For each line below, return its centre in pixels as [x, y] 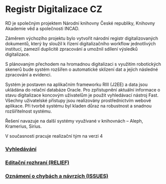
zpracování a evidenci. [28, 74]
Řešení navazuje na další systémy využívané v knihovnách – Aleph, [74, 121]
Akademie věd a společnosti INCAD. [42, 28]
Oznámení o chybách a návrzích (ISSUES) [57, 176]
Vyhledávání [21, 149]
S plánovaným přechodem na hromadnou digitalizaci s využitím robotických [83, 64]
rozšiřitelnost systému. [28, 111]
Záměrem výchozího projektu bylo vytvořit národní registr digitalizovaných [82, 38]
